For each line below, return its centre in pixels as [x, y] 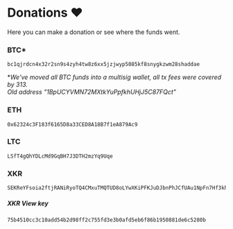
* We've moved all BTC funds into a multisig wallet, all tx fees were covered [114, 77]
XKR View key [28, 203]
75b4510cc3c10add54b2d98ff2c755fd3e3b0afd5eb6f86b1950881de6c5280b [107, 220]
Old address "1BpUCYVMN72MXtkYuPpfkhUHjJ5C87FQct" [92, 92]
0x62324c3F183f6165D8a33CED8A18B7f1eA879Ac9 [72, 124]
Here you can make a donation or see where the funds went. [94, 32]
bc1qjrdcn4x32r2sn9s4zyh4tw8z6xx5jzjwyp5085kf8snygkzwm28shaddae [103, 65]
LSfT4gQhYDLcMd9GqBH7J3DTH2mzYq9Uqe [60, 156]
